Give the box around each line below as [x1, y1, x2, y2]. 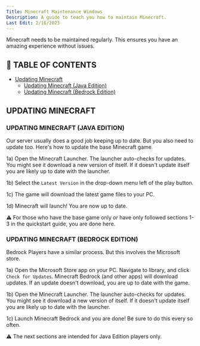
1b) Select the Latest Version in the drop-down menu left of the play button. [6, 179, 194, 186]
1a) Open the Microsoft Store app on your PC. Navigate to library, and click [6, 267, 190, 274]
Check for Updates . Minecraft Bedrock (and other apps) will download [6, 273, 178, 280]
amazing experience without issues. [6, 42, 95, 50]
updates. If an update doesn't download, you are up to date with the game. [6, 279, 190, 286]
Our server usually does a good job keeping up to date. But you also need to [6, 137, 194, 144]
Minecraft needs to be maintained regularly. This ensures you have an [6, 36, 178, 44]
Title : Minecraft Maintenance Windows [6, 8, 103, 15]
